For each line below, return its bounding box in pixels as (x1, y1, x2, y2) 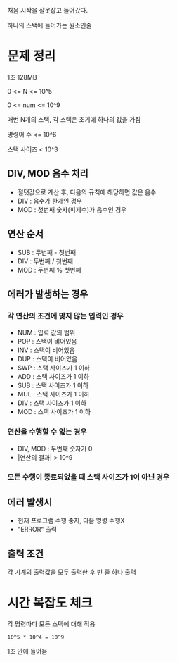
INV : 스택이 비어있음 (17, 346, 75, 354)
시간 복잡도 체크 (7, 595, 93, 611)
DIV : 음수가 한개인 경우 (17, 196, 83, 205)
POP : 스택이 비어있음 (17, 337, 77, 346)
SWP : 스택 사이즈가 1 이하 (17, 363, 90, 372)
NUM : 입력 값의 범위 (17, 328, 76, 337)
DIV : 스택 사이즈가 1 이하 (17, 399, 86, 407)
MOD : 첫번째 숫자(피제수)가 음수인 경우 (17, 205, 127, 213)
